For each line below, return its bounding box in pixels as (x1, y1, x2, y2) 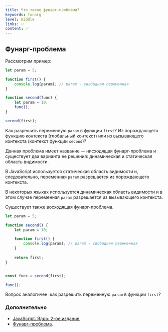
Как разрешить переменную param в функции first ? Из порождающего (5, 127, 158, 133)
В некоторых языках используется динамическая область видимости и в (5, 189, 163, 195)
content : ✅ (5, 26, 29, 31)
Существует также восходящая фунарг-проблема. (5, 204, 114, 210)
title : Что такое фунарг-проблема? (5, 7, 80, 13)
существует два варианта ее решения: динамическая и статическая (5, 153, 152, 159)
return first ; (14, 255, 44, 260)
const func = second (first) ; (5, 273, 66, 278)
